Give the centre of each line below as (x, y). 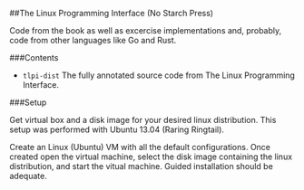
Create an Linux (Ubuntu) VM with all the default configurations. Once (140, 147)
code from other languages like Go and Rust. (93, 40)
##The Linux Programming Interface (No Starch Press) (112, 13)
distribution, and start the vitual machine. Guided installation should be (142, 166)
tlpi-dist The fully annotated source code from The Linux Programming (158, 75)
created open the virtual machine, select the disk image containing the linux (151, 157)
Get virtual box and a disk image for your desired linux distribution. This (143, 120)
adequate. (28, 176)
